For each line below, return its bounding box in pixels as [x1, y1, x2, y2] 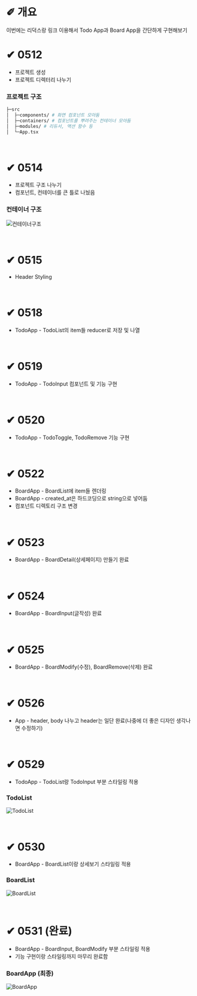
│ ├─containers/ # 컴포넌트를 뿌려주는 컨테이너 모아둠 [6, 118, 131, 124]
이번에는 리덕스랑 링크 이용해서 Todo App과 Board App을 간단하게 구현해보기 [6, 26, 187, 34]
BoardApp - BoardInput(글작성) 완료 [14, 610, 102, 617]
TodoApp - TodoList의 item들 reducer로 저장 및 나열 [14, 326, 140, 333]
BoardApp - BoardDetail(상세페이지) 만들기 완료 [14, 556, 129, 563]
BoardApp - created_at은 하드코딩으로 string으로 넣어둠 [14, 495, 148, 502]
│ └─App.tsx [6, 129, 39, 135]
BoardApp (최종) [6, 969, 54, 977]
